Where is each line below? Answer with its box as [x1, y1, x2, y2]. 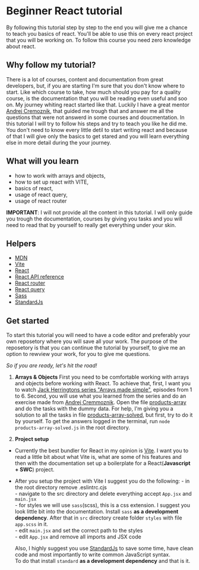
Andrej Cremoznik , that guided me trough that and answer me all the [6, 107, 174, 114]
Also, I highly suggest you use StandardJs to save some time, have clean [14, 545, 194, 552]
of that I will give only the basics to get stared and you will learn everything [6, 133, 189, 140]
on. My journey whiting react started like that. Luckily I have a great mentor [6, 101, 190, 108]
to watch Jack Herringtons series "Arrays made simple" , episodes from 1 [14, 386, 192, 393]
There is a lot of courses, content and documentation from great [6, 75, 163, 83]
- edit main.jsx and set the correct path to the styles [14, 527, 143, 534]
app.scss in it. [14, 521, 49, 528]
